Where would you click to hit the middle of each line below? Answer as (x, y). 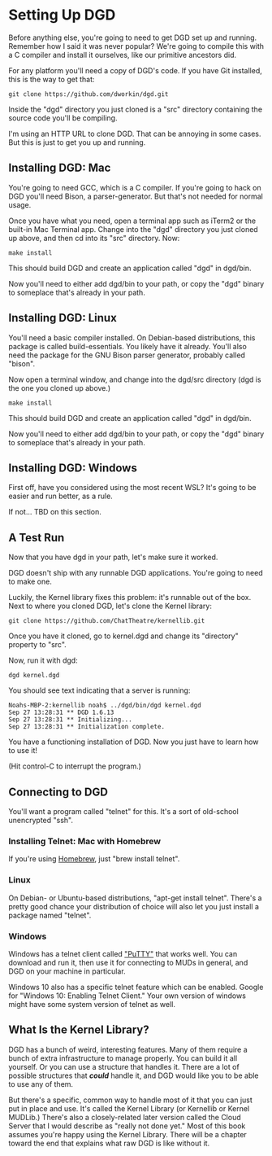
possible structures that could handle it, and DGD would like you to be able (134, 1075)
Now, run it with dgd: (43, 660)
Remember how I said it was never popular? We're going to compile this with (136, 46)
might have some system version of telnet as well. (92, 1004)
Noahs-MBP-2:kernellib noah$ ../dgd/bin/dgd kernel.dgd (105, 706)
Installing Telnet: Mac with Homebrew (84, 841)
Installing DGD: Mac (60, 168)
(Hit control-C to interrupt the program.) (75, 766)
